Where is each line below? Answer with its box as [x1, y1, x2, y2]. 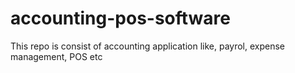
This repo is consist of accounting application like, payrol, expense [10, 40, 286, 52]
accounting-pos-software [10, 7, 231, 30]
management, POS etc [10, 50, 103, 62]
